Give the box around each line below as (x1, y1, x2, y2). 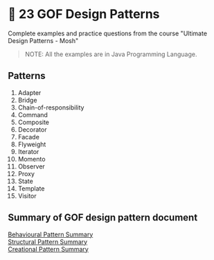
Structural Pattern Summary (8, 237, 88, 245)
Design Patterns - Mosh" (8, 36, 79, 44)
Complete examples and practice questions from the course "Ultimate (8, 29, 207, 37)
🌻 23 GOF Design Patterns (8, 6, 160, 22)
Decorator (17, 125, 47, 134)
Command (17, 110, 48, 119)
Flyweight (17, 140, 46, 148)
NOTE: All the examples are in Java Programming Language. (24, 50, 197, 58)
